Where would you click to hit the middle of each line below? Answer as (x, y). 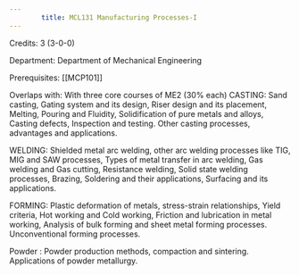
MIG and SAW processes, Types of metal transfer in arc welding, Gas (136, 159)
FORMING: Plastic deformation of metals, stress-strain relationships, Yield (145, 205)
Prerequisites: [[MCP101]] (56, 78)
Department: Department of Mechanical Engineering (106, 60)
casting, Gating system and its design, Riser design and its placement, (138, 104)
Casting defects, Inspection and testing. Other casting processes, (130, 123)
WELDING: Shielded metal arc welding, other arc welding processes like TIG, (150, 150)
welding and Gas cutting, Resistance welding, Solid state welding (129, 169)
